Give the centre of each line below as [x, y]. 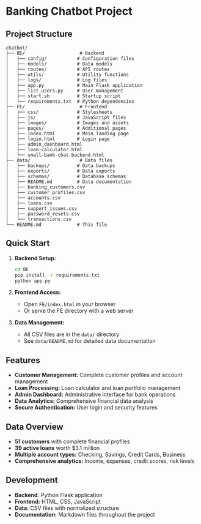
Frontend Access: [38, 293]
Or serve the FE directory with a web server [79, 311]
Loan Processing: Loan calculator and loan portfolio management [97, 388]
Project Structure [39, 34]
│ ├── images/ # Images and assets [68, 123]
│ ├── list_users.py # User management [64, 91]
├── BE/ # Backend [55, 53]
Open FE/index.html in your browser [70, 304]
